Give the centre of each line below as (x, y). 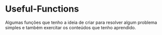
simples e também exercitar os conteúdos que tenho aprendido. (71, 27)
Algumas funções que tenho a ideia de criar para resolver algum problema (81, 22)
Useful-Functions (42, 9)
